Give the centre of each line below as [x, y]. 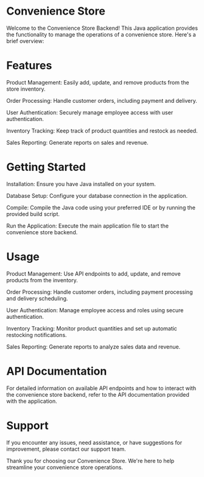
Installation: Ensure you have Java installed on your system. [81, 184]
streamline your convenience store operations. [65, 467]
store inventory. [26, 89]
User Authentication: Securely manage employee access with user [90, 112]
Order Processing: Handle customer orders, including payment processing [100, 292]
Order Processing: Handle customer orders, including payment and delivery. [102, 100]
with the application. [32, 401]
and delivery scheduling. [37, 298]
